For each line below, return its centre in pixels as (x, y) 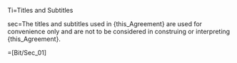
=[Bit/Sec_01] (27, 53)
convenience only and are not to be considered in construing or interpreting (119, 31)
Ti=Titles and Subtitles (40, 10)
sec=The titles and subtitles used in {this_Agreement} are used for (105, 24)
